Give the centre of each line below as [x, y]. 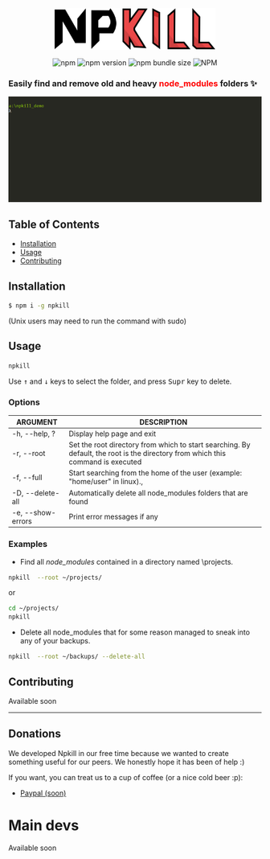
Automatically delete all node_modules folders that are [158, 493]
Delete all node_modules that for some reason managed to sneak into [135, 632]
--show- [40, 512]
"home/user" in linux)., [106, 482]
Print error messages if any [113, 517]
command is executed [105, 462]
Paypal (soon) [43, 793]
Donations [35, 734]
